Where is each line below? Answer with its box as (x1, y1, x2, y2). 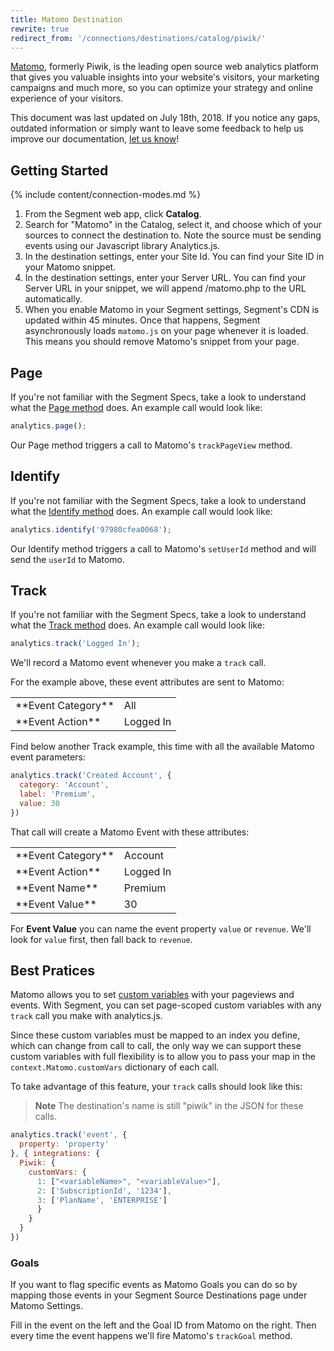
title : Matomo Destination (10, 14, 123, 25)
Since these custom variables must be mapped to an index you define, (10, 1029, 301, 1041)
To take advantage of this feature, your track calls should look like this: (10, 1081, 303, 1093)
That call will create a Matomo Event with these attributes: (10, 826, 250, 838)
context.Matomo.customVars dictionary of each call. (10, 1061, 220, 1073)
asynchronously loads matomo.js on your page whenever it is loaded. (24, 325, 309, 337)
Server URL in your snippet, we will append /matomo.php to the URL (24, 282, 307, 295)
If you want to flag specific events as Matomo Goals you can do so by (10, 1279, 298, 1291)
